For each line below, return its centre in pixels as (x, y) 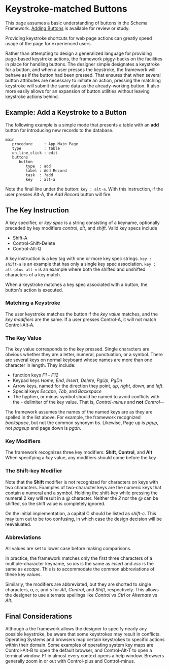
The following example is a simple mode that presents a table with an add (82, 124)
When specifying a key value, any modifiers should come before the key (81, 458)
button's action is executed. (34, 290)
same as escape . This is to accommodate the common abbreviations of (80, 569)
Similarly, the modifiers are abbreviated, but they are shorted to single (78, 584)
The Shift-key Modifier (34, 471)
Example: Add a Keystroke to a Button (66, 113)
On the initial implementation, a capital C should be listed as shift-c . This (81, 513)
